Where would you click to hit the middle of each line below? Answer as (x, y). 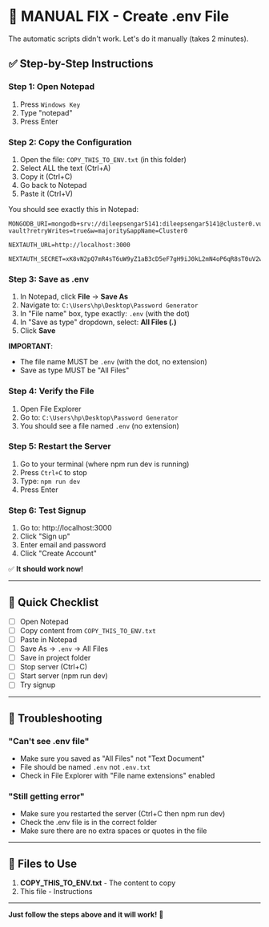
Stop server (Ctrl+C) (54, 667)
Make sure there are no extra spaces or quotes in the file (113, 831)
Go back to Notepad (53, 185)
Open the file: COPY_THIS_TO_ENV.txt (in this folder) (103, 159)
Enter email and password (63, 545)
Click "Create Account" (58, 554)
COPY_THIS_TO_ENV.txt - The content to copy (98, 883)
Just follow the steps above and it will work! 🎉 (86, 915)
